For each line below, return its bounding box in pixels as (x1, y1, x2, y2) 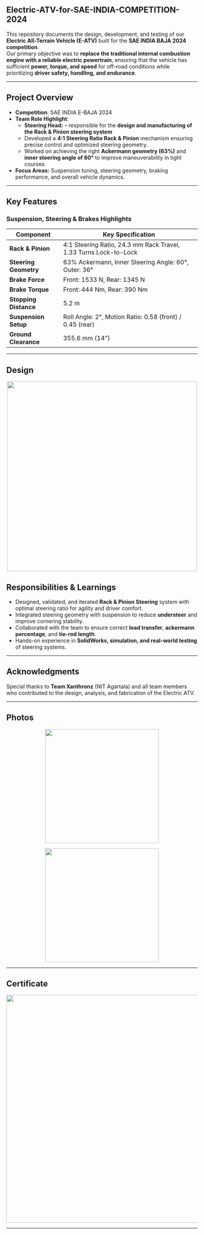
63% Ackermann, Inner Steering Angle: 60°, (63, 258, 189, 267)
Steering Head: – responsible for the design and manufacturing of (24, 121, 192, 129)
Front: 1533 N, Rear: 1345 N (63, 276, 145, 284)
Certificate (6, 978, 49, 989)
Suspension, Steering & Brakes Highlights (6, 214, 132, 223)
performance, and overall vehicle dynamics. (15, 173, 126, 180)
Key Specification (103, 230, 155, 239)
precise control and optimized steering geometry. (24, 141, 148, 148)
